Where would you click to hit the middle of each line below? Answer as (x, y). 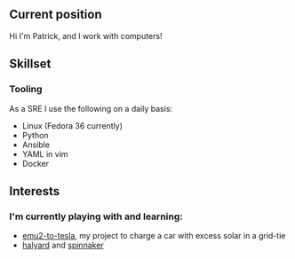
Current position (56, 15)
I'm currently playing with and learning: (96, 216)
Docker (36, 163)
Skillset (30, 64)
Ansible (36, 145)
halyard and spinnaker (63, 245)
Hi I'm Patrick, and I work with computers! (86, 35)
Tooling (26, 90)
